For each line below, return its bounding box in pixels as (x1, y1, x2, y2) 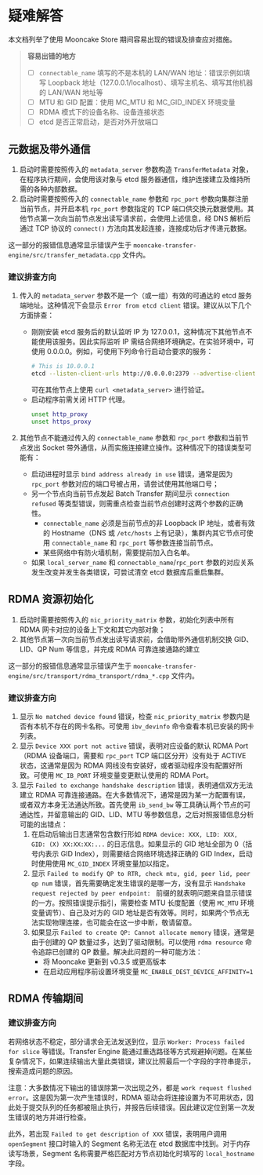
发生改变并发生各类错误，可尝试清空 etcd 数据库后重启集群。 (31, 567, 229, 577)
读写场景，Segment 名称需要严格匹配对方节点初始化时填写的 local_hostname (8, 1148, 255, 1158)
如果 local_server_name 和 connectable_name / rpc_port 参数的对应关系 (31, 557, 254, 567)
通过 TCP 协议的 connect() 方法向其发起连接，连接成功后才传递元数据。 (19, 224, 251, 232)
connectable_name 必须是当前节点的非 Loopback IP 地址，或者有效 (42, 518, 255, 527)
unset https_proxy (31, 418, 92, 425)
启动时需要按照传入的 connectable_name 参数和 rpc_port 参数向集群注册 (19, 194, 249, 203)
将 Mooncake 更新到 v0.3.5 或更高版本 (42, 957, 167, 966)
